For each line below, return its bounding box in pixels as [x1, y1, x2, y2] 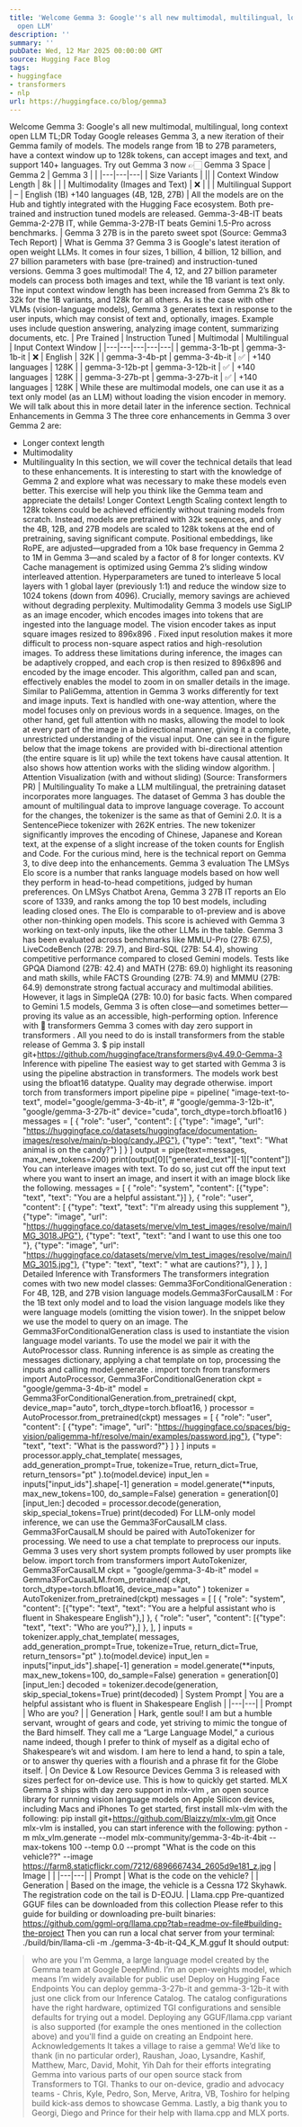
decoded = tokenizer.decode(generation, [66, 1679, 218, 1690]
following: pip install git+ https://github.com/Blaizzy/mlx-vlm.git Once [22, 1813, 277, 1824]
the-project [22, 1927, 65, 1938]
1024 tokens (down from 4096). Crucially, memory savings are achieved [22, 591, 290, 601]
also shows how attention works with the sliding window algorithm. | [22, 762, 276, 773]
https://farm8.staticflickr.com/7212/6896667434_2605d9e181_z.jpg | [22, 1861, 277, 1872]
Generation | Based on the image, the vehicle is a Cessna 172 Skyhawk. [22, 1880, 288, 1891]
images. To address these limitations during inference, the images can [22, 648, 283, 659]
